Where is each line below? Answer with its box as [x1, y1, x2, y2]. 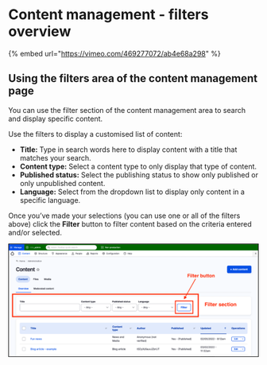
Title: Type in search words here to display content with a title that [19, 145, 238, 154]
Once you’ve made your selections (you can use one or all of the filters [8, 211, 241, 220]
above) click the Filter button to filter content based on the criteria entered [8, 219, 252, 228]
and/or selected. [8, 227, 62, 237]
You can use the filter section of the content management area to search [8, 105, 246, 115]
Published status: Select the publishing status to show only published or [19, 169, 258, 180]
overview [8, 22, 72, 41]
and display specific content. [8, 114, 103, 123]
